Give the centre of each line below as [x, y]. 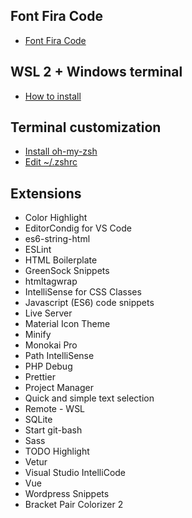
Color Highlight [56, 218]
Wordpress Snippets [67, 494]
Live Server [48, 313]
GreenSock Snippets [67, 271]
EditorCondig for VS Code [78, 228]
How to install [53, 96]
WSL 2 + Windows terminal [96, 72]
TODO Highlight [57, 451]
